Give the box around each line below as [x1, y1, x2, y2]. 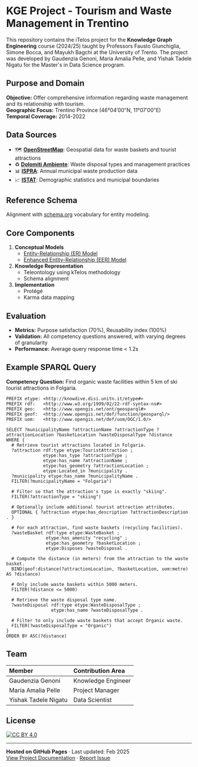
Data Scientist [73, 696, 112, 704]
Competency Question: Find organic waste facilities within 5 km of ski [6, 378, 178, 385]
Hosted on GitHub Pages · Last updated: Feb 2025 [6, 748, 130, 755]
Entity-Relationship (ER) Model [23, 250, 98, 257]
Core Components [6, 228, 75, 238]
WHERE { [6, 437, 25, 443]
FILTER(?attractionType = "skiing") [11, 493, 101, 499]
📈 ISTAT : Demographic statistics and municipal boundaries [14, 176, 160, 183]
